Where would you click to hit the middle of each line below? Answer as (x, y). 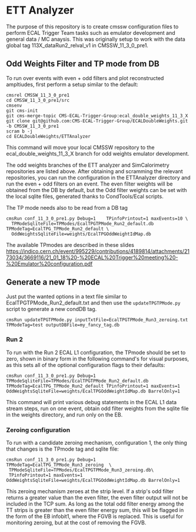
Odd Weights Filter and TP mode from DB (83, 64)
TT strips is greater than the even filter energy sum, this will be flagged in (95, 510)
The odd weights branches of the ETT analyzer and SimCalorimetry (88, 165)
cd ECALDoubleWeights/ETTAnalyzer (49, 136)
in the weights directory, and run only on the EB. (64, 414)
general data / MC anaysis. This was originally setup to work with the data (96, 39)
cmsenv (14, 105)
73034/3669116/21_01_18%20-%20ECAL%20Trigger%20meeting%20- (92, 257)
